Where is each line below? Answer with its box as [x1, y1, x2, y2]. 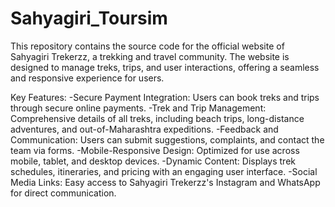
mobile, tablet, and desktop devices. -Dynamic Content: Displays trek [10, 155, 296, 167]
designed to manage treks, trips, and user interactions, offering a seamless [10, 61, 320, 73]
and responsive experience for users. [10, 72, 165, 84]
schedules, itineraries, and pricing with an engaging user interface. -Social [10, 165, 318, 177]
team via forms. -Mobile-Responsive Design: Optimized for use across [10, 144, 300, 156]
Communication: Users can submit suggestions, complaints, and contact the [10, 133, 325, 146]
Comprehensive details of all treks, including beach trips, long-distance [10, 112, 305, 124]
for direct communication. [10, 187, 117, 199]
